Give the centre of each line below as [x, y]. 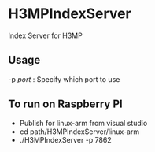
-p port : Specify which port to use [64, 79]
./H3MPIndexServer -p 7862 [65, 139]
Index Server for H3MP [45, 35]
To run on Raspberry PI [66, 104]
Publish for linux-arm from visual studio [83, 123]
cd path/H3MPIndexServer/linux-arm [79, 132]
